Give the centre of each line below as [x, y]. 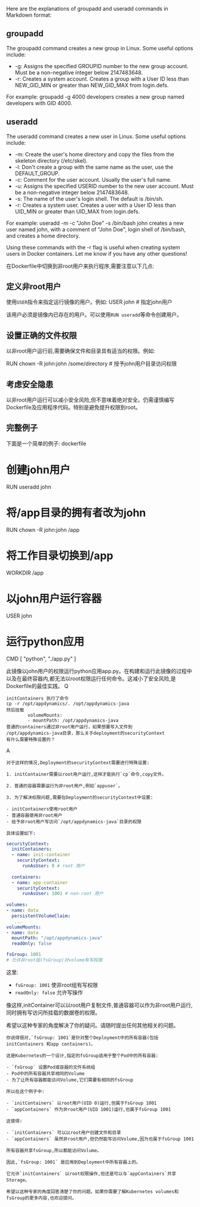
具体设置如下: [21, 833]
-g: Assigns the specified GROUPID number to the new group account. [102, 66]
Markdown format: [29, 15]
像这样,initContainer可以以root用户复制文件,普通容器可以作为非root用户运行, [99, 1005]
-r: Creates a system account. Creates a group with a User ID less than [102, 79]
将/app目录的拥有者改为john [76, 513]
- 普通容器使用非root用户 [34, 815]
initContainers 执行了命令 [37, 698]
